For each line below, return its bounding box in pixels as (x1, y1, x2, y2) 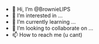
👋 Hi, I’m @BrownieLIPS (11, 6, 71, 12)
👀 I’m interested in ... (11, 12, 63, 19)
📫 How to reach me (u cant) (11, 32, 83, 38)
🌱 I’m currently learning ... (11, 18, 76, 25)
